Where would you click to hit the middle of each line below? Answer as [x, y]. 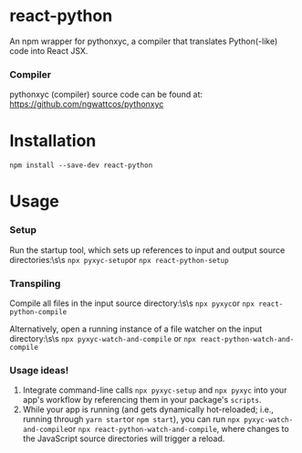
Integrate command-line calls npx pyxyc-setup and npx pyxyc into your [155, 390]
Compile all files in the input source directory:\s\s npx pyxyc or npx [132, 303]
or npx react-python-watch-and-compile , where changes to [178, 429]
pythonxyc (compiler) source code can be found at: [106, 95]
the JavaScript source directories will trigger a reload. [124, 438]
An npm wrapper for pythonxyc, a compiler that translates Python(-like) [144, 41]
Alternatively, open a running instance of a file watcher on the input [136, 329]
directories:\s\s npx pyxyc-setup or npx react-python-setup [120, 259]
